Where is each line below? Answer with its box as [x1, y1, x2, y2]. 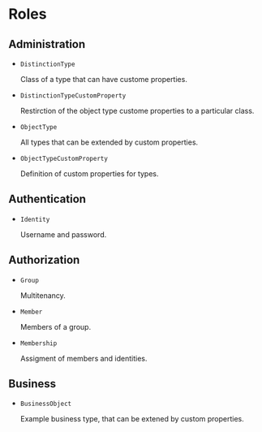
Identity [19, 215, 50, 223]
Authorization [8, 253, 80, 267]
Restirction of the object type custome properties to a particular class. [19, 106, 255, 115]
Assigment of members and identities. [19, 353, 148, 363]
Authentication [8, 192, 87, 206]
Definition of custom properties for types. [19, 169, 160, 179]
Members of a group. [19, 322, 92, 331]
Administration [8, 37, 86, 51]
